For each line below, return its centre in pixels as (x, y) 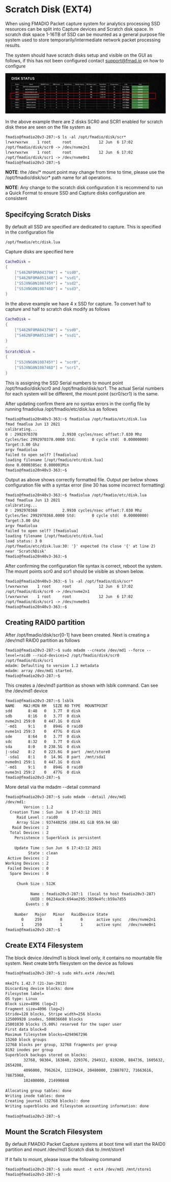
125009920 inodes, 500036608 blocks (44, 1019)
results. (13, 45)
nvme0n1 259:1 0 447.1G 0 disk (43, 762)
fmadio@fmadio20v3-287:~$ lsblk (39, 701)
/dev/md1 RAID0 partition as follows (43, 640)
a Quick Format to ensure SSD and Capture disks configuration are (75, 193)
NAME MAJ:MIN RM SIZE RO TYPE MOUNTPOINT (57, 706)
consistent (16, 198)
